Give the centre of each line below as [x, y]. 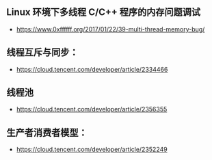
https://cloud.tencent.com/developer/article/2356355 [92, 109]
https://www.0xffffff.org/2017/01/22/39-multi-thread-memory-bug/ [110, 29]
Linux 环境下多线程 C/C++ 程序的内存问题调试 [104, 12]
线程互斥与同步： [42, 52]
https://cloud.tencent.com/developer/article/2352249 [92, 150]
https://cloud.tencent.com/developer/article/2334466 [92, 69]
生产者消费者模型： [47, 132]
